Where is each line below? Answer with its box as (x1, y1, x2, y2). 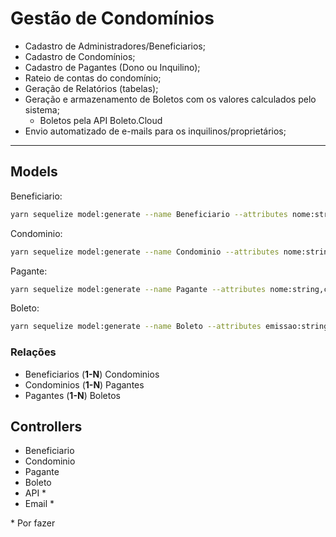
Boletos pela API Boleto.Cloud (39, 114, 163, 126)
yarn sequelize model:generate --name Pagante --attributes (10, 284, 267, 294)
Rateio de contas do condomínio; (24, 72, 162, 84)
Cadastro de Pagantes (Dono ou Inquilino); (24, 61, 201, 73)
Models (10, 163, 58, 181)
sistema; (24, 103, 60, 116)
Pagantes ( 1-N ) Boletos (24, 389, 122, 401)
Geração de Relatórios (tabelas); (24, 82, 159, 94)
